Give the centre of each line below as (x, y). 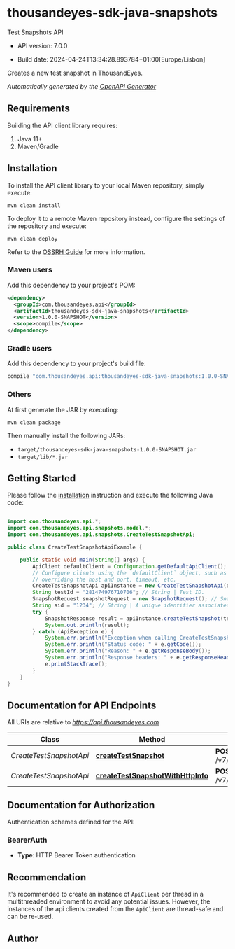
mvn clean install (34, 205)
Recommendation (47, 877)
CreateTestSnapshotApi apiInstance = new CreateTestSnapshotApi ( (130, 586)
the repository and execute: (47, 226)
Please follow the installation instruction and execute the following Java (110, 495)
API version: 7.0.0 (42, 45)
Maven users (30, 269)
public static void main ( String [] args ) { (83, 560)
